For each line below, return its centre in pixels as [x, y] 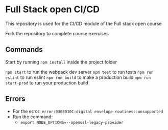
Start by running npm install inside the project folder [61, 62]
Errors [15, 99]
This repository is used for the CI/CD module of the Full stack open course [83, 24]
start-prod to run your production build [47, 82]
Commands [24, 50]
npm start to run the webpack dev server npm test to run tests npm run [79, 72]
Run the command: [32, 117]
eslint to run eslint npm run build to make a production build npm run [78, 77]
